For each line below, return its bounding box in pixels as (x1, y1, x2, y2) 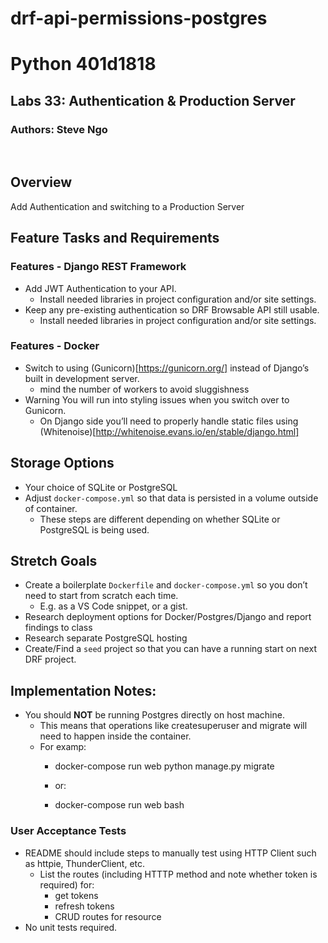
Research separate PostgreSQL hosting (24, 632, 188, 644)
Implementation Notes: (10, 682, 157, 699)
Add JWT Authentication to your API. (24, 282, 177, 294)
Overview (10, 174, 73, 191)
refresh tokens (54, 900, 115, 912)
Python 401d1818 (10, 53, 157, 76)
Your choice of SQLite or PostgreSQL (24, 481, 178, 493)
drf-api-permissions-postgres (10, 7, 268, 30)
